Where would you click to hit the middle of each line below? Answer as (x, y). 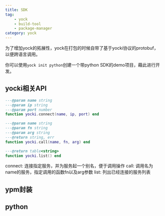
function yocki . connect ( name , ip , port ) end (52, 114)
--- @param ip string (27, 105)
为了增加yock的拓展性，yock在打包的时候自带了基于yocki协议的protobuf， (82, 48)
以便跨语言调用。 (23, 54)
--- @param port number (29, 110)
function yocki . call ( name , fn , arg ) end (48, 142)
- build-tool (28, 24)
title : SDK (16, 10)
